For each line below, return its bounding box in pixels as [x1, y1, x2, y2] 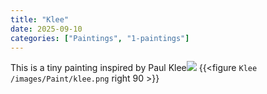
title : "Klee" [10, 14, 70, 25]
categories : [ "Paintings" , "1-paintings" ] [10, 33, 190, 43]
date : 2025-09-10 [10, 24, 83, 34]
